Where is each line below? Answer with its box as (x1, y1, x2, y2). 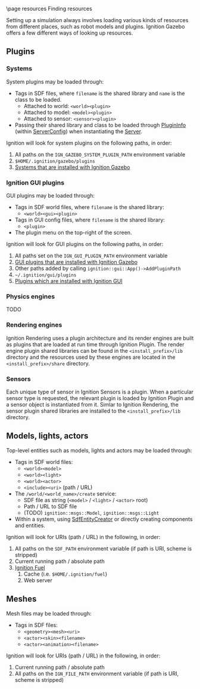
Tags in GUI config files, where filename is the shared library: (14, 216, 165, 223)
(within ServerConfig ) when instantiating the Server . (14, 128, 143, 135)
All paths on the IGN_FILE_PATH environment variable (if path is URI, (14, 670, 179, 677)
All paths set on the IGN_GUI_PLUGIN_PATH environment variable (14, 252, 168, 259)
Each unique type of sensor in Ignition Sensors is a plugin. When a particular (6, 388, 194, 395)
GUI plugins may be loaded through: (6, 192, 95, 199)
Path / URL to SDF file (23, 503, 77, 510)
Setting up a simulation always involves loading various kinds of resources (6, 17, 189, 23)
